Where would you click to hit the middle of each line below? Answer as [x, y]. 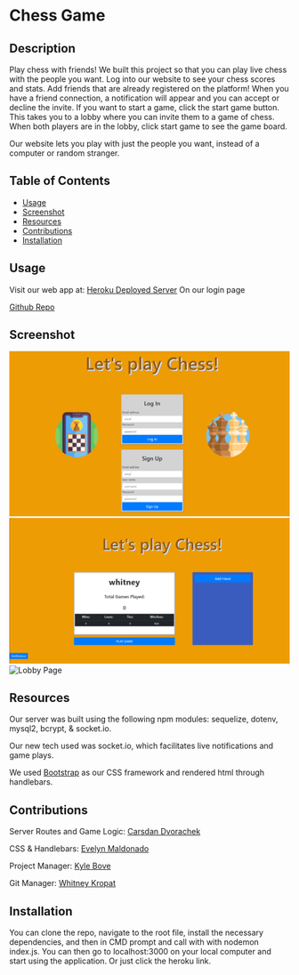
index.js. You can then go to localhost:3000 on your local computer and [140, 951]
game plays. [32, 755]
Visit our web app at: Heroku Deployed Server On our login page [127, 289]
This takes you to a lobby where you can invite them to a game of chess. [142, 117]
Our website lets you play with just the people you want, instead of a [134, 144]
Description [42, 48]
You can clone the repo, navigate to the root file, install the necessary [137, 932]
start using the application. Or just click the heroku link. [110, 961]
